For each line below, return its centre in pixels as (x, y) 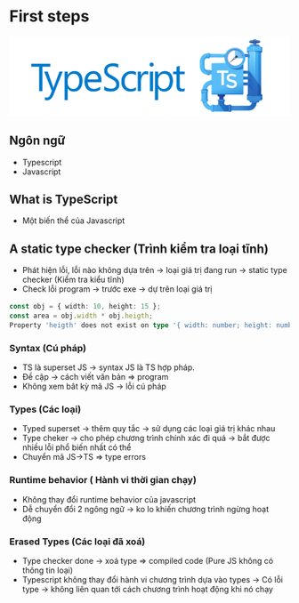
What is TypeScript (64, 199)
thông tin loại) (48, 570)
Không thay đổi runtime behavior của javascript (109, 499)
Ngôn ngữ (37, 141)
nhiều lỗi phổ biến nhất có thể (77, 447)
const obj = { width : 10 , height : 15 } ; (85, 307)
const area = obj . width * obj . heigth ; (81, 316)
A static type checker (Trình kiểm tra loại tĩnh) (139, 249)
